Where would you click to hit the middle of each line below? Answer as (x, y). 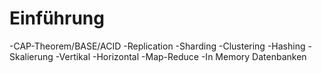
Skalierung (31, 56)
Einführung (57, 18)
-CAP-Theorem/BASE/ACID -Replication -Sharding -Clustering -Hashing (157, 46)
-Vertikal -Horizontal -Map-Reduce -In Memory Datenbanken (181, 56)
